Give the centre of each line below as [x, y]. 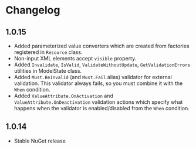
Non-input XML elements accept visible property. [75, 58]
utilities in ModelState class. [48, 71]
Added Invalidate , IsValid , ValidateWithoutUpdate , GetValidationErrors [102, 65]
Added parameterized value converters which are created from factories [102, 46]
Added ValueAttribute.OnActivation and [64, 96]
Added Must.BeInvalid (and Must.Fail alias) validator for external [93, 77]
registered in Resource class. [48, 52]
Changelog [33, 10]
